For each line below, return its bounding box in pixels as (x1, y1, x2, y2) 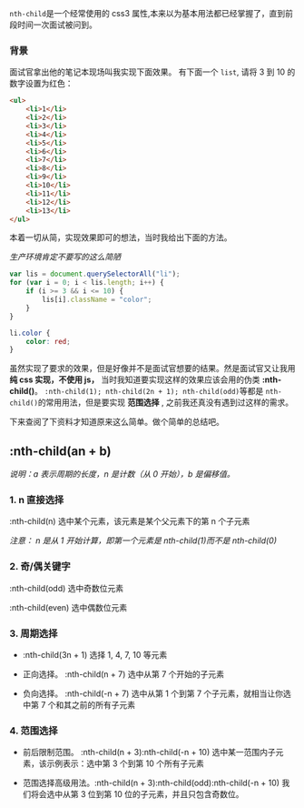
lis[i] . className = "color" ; (42, 295, 152, 305)
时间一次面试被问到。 (16, 19, 97, 30)
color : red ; (25, 337, 71, 346)
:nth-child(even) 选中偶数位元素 (9, 601, 128, 612)
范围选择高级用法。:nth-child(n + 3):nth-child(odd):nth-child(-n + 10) (22, 777, 279, 789)
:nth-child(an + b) (9, 443, 112, 459)
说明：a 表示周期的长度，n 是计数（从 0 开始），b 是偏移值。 (9, 469, 235, 480)
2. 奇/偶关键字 (9, 561, 71, 573)
